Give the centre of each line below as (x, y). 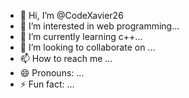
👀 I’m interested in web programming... (99, 26)
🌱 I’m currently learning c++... (81, 36)
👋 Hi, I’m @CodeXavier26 (71, 15)
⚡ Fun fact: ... (47, 84)
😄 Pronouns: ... (52, 73)
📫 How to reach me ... (66, 58)
